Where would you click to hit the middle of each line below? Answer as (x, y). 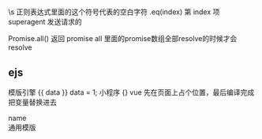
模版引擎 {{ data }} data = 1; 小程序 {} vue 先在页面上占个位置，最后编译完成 (131, 92)
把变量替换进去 (32, 103)
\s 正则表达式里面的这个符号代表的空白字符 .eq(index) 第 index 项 (114, 12)
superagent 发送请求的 (45, 22)
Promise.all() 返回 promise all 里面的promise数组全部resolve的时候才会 (123, 39)
